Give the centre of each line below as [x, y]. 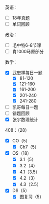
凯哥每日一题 [25, 107]
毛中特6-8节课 [27, 45]
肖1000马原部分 [28, 52]
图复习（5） [32, 197]
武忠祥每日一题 [27, 73]
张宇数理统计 [25, 119]
